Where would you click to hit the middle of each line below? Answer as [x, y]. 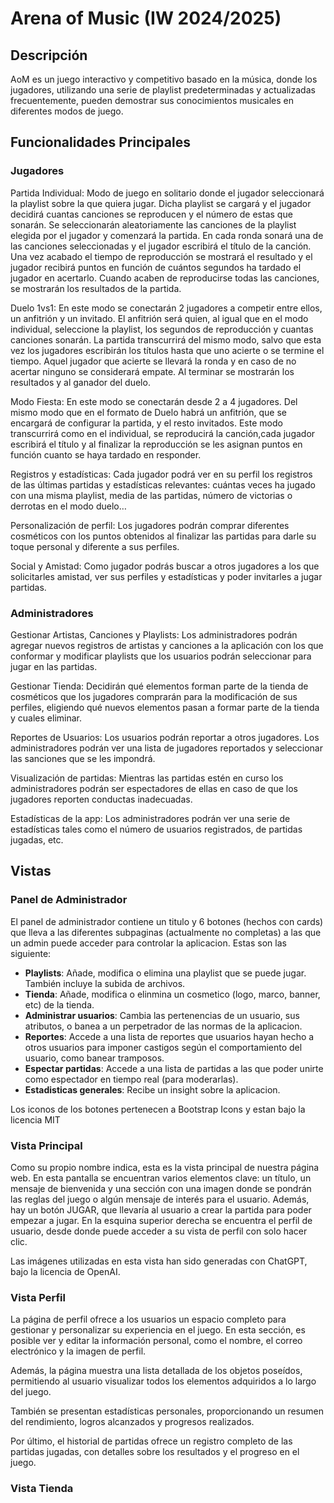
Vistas [31, 871]
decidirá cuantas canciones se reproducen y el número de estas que [151, 214]
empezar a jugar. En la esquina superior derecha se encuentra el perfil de [161, 1220]
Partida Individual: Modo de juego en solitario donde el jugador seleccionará [167, 193]
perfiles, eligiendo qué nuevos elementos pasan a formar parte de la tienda [165, 707]
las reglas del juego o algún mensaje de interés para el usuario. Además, [160, 1199]
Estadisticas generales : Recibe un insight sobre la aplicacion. [152, 1089]
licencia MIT [35, 1119]
